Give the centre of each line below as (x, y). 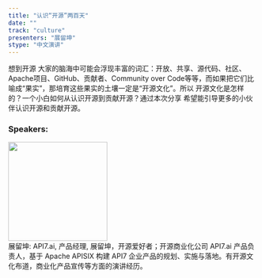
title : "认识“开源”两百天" (49, 15)
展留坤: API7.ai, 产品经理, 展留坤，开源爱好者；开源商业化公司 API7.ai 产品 (128, 246)
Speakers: (28, 129)
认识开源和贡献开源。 (49, 109)
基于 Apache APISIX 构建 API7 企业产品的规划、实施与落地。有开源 (138, 256)
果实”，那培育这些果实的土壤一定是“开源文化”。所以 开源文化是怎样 (135, 89)
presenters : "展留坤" (42, 38)
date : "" (23, 23)
